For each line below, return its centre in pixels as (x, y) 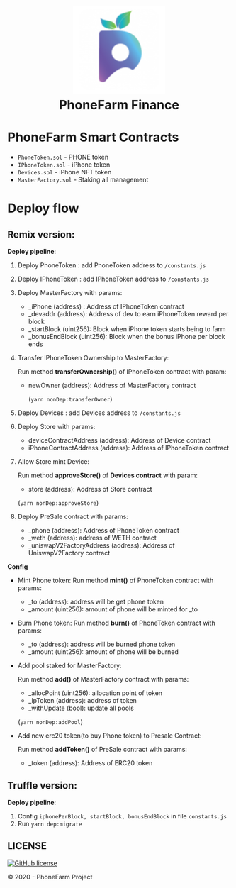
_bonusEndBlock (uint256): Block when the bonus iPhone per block (127, 337)
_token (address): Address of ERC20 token (90, 763)
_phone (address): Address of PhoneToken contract (103, 531)
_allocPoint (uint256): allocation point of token (95, 693)
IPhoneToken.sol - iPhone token (64, 165)
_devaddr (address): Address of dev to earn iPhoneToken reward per (128, 314)
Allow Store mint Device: (54, 462)
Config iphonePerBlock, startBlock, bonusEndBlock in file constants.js (122, 816)
